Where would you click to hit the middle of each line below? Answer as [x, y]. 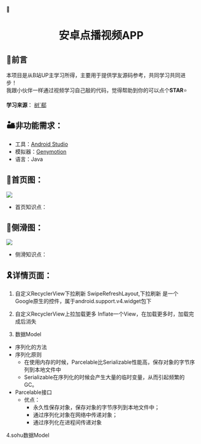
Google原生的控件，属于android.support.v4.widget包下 [83, 301]
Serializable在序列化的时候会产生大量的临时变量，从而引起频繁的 [104, 377]
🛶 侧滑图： [25, 228]
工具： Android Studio [41, 144]
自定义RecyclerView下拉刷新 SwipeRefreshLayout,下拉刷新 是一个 [97, 294]
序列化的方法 [31, 347]
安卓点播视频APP [101, 36]
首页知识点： [31, 207]
